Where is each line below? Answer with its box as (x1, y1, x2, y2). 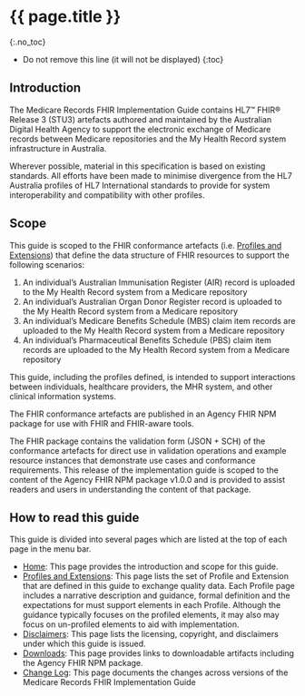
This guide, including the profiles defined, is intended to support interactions (9, 371, 296, 382)
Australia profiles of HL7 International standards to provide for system (9, 180, 271, 191)
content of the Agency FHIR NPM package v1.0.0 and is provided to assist (9, 474, 286, 485)
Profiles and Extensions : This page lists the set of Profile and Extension (22, 571, 289, 582)
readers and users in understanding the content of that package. (9, 484, 251, 495)
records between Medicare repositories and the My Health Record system (9, 133, 287, 144)
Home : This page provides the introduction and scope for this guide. (22, 561, 279, 573)
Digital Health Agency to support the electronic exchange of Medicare (9, 123, 271, 134)
